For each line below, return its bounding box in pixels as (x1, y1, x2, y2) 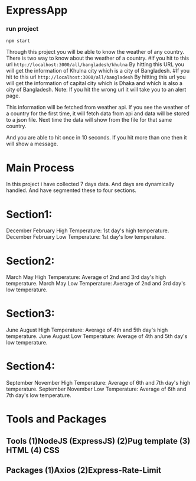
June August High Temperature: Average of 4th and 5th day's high (6, 326, 168, 334)
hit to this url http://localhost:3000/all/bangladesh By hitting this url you (6, 73, 186, 80)
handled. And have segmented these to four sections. (6, 187, 137, 194)
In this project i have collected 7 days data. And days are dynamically (6, 181, 175, 188)
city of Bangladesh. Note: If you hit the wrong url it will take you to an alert (6, 86, 187, 93)
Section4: (6, 360, 55, 373)
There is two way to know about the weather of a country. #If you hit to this (6, 54, 190, 62)
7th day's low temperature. (6, 392, 72, 399)
